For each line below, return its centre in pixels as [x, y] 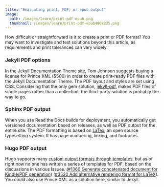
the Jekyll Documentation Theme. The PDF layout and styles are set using [80, 81]
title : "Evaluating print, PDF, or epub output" [56, 10]
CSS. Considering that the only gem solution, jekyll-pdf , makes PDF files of [81, 86]
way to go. [16, 97]
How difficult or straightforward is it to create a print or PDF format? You [78, 37]
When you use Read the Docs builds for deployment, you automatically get [80, 120]
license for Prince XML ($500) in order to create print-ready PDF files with [80, 76]
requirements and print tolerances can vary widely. [56, 47]
